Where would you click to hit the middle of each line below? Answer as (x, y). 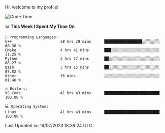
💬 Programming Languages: (32, 37)
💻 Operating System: (27, 106)
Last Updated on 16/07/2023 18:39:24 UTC (49, 125)
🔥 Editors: (16, 89)
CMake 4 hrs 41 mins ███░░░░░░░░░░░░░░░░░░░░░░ (82, 50)
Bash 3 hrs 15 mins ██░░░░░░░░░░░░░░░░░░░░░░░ (82, 67)
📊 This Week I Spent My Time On (40, 26)
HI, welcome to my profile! (32, 7)
